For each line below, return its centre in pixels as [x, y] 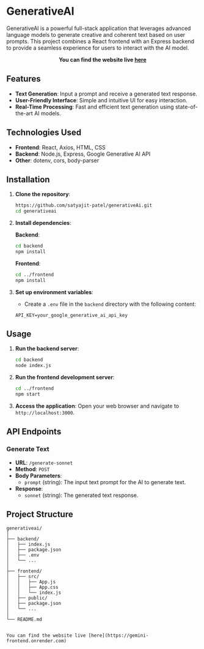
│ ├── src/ [23, 577]
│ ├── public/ [27, 598]
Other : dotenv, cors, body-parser [57, 160]
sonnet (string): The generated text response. [81, 495]
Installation [28, 179]
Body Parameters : [38, 476]
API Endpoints [34, 432]
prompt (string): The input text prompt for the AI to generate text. [105, 482]
